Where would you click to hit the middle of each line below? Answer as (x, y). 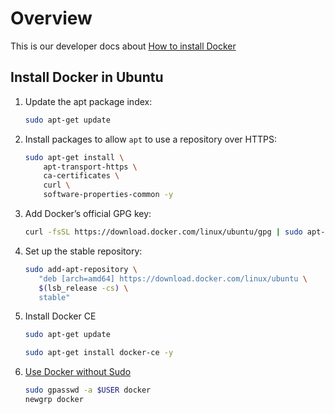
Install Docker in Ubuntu (87, 77)
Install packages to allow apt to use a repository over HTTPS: (150, 139)
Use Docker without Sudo (78, 372)
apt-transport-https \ (90, 167)
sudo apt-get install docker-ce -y (99, 353)
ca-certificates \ (81, 176)
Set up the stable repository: (83, 251)
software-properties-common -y (108, 195)
